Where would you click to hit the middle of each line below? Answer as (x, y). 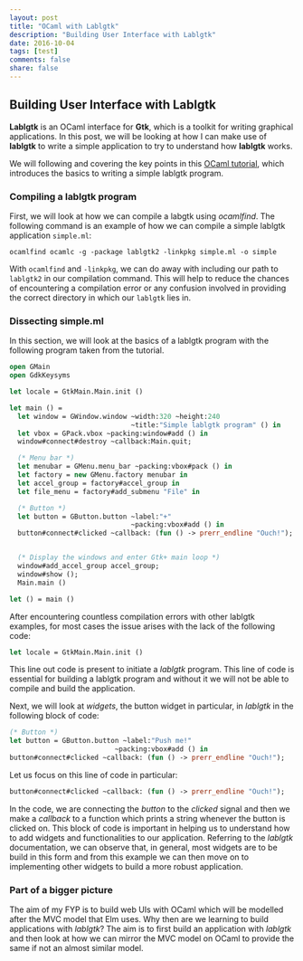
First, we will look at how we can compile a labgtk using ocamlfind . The (142, 216)
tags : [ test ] (34, 52)
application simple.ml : (51, 235)
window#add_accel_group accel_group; (89, 566)
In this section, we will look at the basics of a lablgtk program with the (139, 341)
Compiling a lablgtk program (73, 196)
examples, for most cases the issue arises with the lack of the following (142, 626)
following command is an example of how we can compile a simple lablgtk (147, 225)
